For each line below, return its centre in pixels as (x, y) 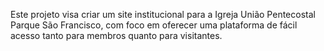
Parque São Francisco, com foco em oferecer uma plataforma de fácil (154, 25)
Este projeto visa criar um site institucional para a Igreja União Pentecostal (163, 14)
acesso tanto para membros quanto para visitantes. (116, 35)
